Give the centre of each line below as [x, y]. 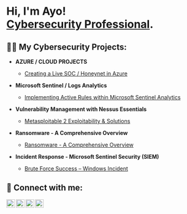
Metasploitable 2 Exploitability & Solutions [77, 121]
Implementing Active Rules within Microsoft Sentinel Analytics [102, 97]
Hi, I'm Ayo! [36, 11]
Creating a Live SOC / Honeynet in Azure [76, 74]
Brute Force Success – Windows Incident [76, 169]
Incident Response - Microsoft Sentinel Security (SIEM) [87, 157]
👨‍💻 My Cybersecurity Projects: [67, 47]
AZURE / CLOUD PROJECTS [51, 62]
